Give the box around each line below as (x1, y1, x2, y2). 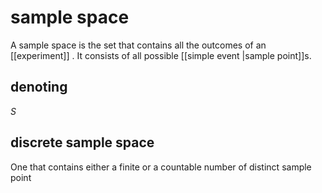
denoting (10, 79, 68, 96)
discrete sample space (10, 134, 155, 151)
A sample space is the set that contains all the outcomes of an (10, 39, 267, 51)
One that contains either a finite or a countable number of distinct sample (10, 161, 312, 173)
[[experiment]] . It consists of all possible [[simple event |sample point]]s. (10, 49, 312, 61)
